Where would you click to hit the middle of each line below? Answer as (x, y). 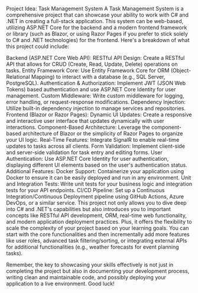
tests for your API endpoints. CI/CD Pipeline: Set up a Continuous (85, 190)
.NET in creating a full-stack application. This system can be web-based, (95, 21)
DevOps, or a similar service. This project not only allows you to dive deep (97, 203)
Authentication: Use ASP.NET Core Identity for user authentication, (87, 159)
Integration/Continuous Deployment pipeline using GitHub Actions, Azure (95, 196)
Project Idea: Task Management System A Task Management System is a (95, 9)
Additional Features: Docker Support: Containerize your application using (95, 171)
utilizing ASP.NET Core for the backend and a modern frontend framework (97, 27)
